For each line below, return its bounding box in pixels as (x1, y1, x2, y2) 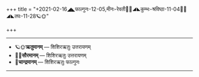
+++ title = (6, 6, 33, 12)
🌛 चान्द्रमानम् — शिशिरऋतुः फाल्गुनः (14, 59, 80, 65)
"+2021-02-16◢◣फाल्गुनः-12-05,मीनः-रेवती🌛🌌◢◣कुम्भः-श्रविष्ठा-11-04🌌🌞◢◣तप (33, 6, 187, 12)
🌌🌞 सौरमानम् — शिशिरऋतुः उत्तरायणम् (14, 52, 87, 59)
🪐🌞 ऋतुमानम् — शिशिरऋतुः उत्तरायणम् (14, 43, 91, 50)
